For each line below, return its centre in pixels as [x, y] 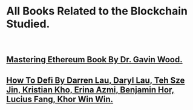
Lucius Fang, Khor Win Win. [60, 99]
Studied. [28, 24]
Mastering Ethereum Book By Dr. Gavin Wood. [94, 60]
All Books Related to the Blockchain [97, 11]
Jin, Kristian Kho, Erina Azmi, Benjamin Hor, [90, 90]
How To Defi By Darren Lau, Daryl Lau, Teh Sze [96, 80]
